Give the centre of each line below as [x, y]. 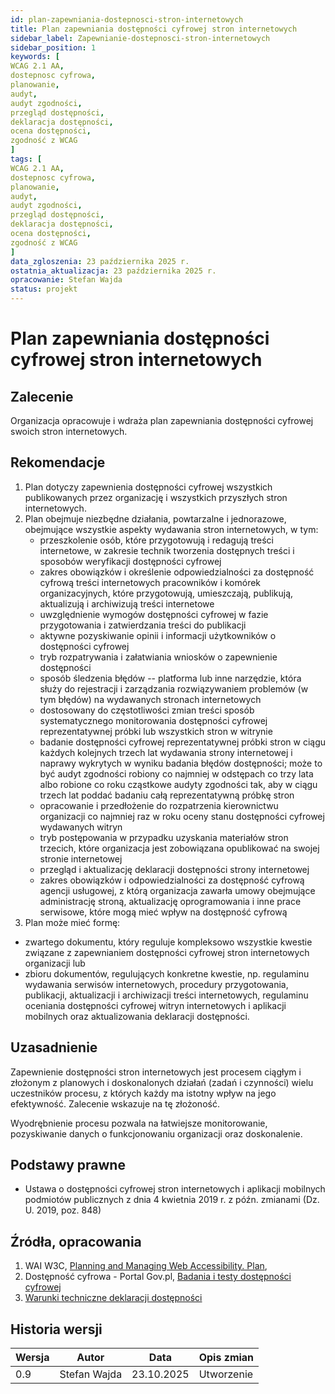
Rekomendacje [58, 462]
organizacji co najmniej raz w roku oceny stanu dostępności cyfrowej [182, 816]
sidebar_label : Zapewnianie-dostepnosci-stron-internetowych [140, 38]
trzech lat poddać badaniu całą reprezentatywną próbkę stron [167, 795]
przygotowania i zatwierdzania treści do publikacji [143, 625]
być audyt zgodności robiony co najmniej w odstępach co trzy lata [176, 773]
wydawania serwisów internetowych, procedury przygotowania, [156, 984]
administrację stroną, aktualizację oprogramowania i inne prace [170, 901]
